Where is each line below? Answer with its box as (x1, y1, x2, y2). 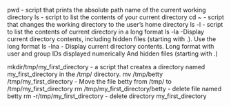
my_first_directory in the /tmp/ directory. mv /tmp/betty (7, 70, 163, 78)
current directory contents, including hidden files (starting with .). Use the (7, 35, 217, 43)
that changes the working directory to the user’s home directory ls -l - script (7, 21, 223, 28)
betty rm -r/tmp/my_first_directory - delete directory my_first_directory (7, 92, 207, 100)
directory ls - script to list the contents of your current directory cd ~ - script (7, 13, 224, 21)
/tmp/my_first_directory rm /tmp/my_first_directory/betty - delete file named (7, 85, 222, 93)
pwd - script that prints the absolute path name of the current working (7, 6, 206, 14)
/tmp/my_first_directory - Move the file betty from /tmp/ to (7, 78, 172, 85)
